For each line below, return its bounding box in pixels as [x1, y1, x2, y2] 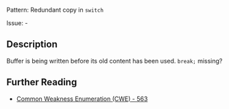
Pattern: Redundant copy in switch [6, 6, 104, 14]
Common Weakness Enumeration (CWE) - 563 [16, 95, 148, 103]
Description [6, 39, 58, 50]
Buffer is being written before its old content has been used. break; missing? [6, 57, 223, 65]
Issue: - [6, 19, 28, 27]
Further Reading [6, 76, 77, 88]
